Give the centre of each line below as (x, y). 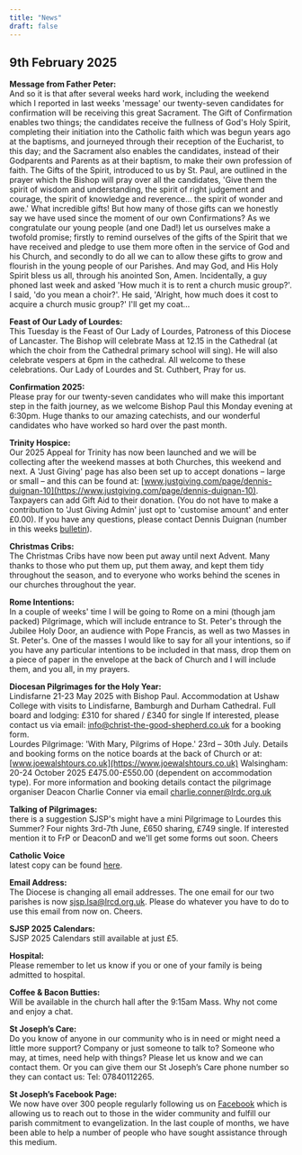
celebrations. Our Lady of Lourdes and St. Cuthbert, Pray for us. (128, 369)
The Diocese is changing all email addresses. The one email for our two (142, 892)
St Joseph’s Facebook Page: (63, 1095)
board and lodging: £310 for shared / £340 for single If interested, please (144, 715)
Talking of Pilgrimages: (53, 809)
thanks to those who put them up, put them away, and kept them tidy (137, 566)
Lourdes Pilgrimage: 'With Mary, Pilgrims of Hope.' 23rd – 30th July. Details (149, 744)
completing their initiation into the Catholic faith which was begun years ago (150, 132)
